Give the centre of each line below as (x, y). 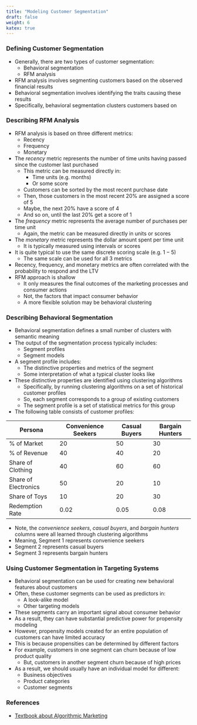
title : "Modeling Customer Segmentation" (57, 11)
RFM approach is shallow (45, 277)
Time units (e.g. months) (62, 177)
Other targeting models (51, 606)
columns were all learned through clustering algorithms (81, 534)
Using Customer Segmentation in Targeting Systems (83, 568)
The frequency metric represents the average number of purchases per (101, 221)
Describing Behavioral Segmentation (60, 317)
